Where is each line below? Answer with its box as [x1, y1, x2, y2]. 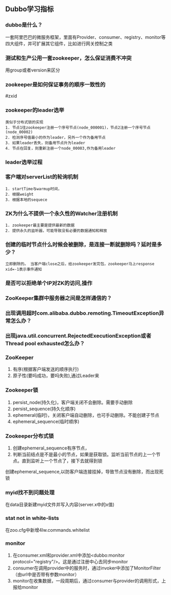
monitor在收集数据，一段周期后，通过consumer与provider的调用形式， [12, 578, 162, 584]
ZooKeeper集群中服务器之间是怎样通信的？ [5, 295, 112, 302]
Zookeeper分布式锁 [5, 432, 54, 439]
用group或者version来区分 [5, 67, 60, 73]
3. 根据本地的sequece [5, 197, 47, 202]
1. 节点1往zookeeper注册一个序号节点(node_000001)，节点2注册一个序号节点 [5, 125, 151, 130]
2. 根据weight [5, 192, 34, 197]
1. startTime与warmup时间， [5, 186, 62, 192]
